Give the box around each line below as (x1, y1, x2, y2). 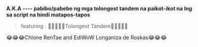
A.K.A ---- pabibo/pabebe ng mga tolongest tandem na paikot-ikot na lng (6, 5, 193, 12)
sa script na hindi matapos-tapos (6, 11, 91, 18)
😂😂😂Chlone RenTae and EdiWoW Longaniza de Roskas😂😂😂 (6, 34, 167, 41)
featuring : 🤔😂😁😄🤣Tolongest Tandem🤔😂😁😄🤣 (20, 23, 129, 29)
